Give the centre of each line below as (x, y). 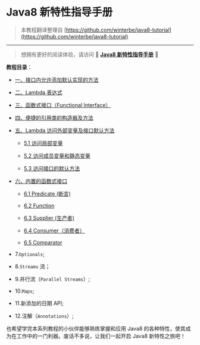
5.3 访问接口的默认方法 (52, 168)
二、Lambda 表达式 (38, 92)
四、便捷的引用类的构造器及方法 (54, 117)
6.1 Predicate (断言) (47, 194)
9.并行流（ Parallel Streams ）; (52, 279)
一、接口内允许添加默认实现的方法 (57, 80)
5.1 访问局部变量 (43, 143)
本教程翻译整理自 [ (43, 30)
